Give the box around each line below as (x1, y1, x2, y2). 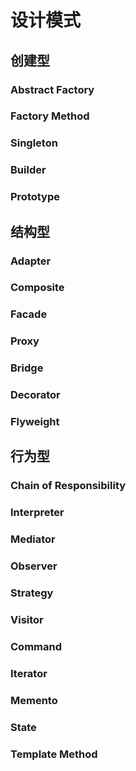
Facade (10, 307, 48, 321)
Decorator (10, 388, 61, 402)
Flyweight (10, 415, 60, 429)
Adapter (10, 254, 52, 268)
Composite (10, 281, 65, 295)
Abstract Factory (10, 82, 95, 96)
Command (10, 639, 62, 653)
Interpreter (10, 506, 65, 520)
